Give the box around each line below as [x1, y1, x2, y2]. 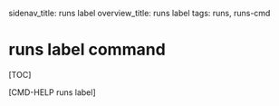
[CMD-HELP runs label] [8, 86, 96, 98]
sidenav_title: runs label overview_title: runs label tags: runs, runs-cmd [8, 8, 271, 18]
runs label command [8, 40, 167, 60]
